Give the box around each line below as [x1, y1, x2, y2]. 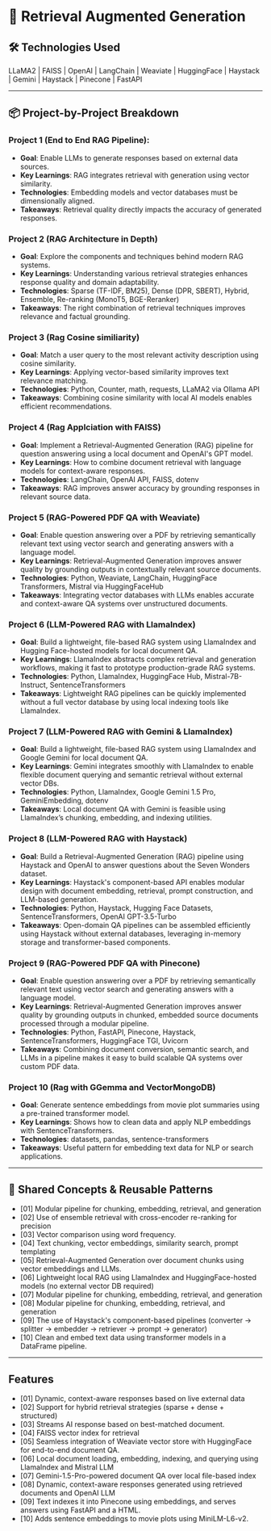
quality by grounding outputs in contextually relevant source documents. [19, 564, 262, 574]
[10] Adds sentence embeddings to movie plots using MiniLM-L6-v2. [19, 1513, 248, 1523]
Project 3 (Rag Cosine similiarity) [8, 331, 140, 342]
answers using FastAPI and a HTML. [19, 1505, 141, 1515]
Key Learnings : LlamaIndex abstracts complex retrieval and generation [19, 654, 256, 665]
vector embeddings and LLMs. [19, 1264, 123, 1274]
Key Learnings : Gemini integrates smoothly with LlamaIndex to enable [19, 761, 254, 771]
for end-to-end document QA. [19, 1445, 120, 1454]
